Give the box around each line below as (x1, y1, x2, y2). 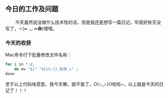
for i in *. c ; (5, 62, 35, 67)
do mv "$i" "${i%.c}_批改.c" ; (14, 66, 79, 72)
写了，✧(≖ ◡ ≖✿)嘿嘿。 (5, 25, 57, 31)
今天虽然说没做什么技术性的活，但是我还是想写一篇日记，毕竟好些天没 (15, 19, 161, 25)
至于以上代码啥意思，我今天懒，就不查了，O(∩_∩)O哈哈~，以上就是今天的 (5, 81, 159, 87)
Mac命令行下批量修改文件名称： (5, 52, 72, 58)
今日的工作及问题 (5, 5, 59, 14)
